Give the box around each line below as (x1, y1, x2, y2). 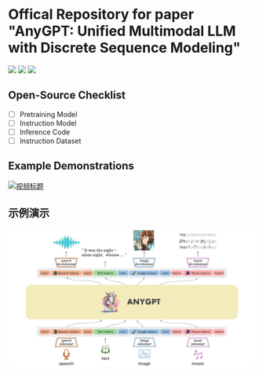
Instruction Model (19, 118, 77, 127)
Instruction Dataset (19, 136, 82, 145)
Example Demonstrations (8, 159, 135, 173)
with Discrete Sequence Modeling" (8, 39, 241, 57)
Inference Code (19, 127, 71, 137)
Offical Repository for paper (8, 5, 195, 24)
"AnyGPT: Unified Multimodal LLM (8, 22, 237, 40)
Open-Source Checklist (8, 89, 126, 102)
